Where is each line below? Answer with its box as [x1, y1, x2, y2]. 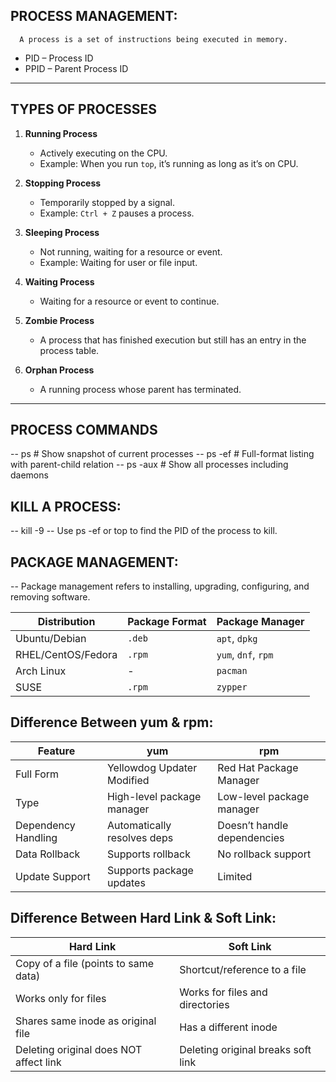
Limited [217, 869, 253, 883]
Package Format [127, 615, 207, 629]
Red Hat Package [217, 760, 299, 774]
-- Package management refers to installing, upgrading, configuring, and [10, 580, 310, 593]
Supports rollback [106, 847, 191, 861]
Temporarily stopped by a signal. [39, 196, 175, 208]
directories [179, 997, 230, 1011]
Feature [37, 744, 76, 758]
